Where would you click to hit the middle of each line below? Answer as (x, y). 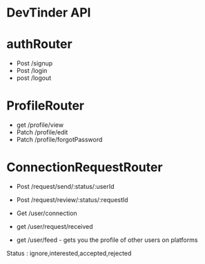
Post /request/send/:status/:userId (65, 186)
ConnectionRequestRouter (85, 167)
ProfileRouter (45, 106)
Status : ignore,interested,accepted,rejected (69, 253)
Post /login (32, 71)
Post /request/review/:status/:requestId (72, 200)
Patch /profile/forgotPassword (59, 140)
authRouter (40, 44)
